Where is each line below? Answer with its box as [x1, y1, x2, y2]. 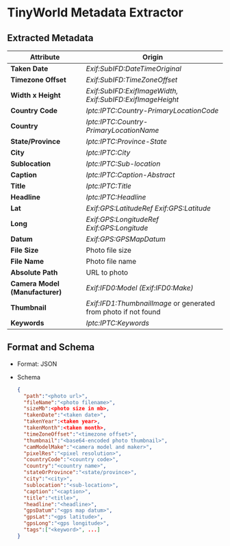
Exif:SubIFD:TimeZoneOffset [86, 75, 178, 84]
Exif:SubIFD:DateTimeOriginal [86, 64, 181, 73]
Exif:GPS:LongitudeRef [86, 214, 159, 224]
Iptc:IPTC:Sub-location [86, 159, 161, 169]
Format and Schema [7, 341, 94, 353]
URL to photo [86, 268, 129, 277]
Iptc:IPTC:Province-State [86, 137, 168, 146]
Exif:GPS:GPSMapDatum [86, 234, 166, 244]
